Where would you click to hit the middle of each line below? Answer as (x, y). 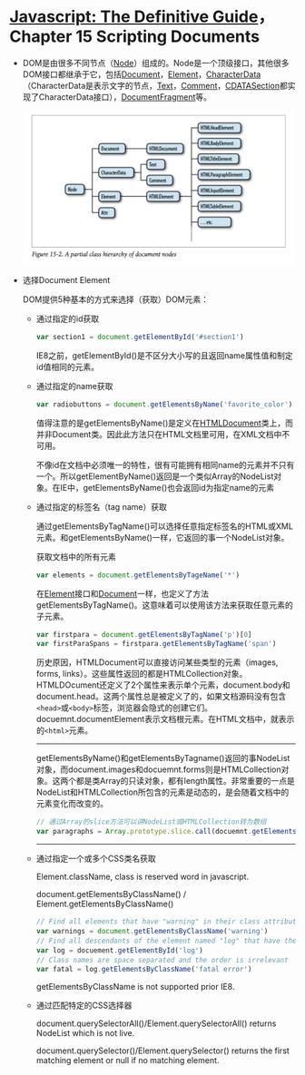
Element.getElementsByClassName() (105, 904)
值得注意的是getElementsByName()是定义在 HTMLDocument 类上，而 (164, 423)
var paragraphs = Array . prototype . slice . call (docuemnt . (144, 832)
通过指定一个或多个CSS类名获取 (96, 859)
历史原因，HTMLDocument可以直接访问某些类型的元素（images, (157, 662)
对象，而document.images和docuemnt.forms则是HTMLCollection (158, 769)
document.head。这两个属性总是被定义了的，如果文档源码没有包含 (161, 697)
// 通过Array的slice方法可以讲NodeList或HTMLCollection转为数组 (151, 822)
